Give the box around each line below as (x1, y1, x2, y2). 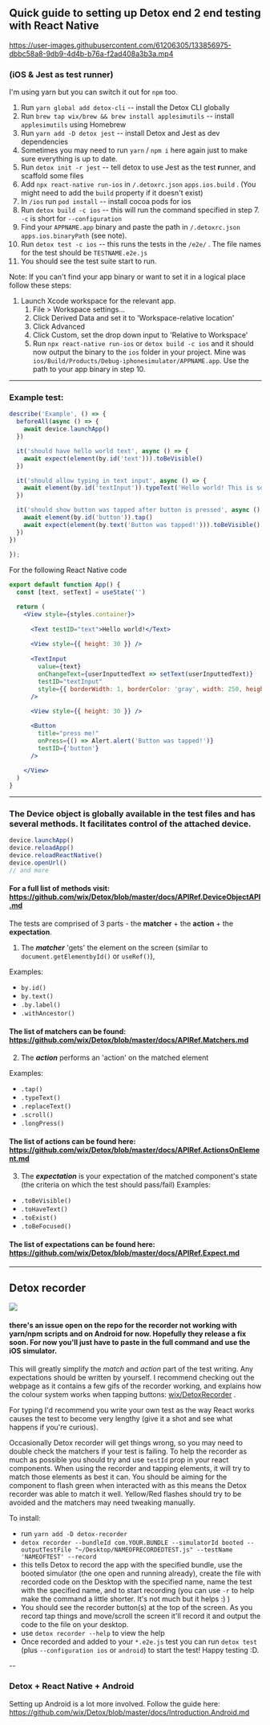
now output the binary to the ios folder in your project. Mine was (32, 347, 247, 357)
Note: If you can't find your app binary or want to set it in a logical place (9, 272, 246, 282)
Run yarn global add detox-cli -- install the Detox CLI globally (20, 103, 231, 112)
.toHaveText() (20, 1205, 68, 1214)
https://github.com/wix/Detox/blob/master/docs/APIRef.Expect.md (9, 1248, 240, 1257)
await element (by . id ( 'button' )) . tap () (23, 513, 153, 521)
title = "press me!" (38, 730, 99, 738)
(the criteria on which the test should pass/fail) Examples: (20, 1180, 212, 1190)
